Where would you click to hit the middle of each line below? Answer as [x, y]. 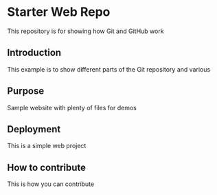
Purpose [26, 91]
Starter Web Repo [59, 12]
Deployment [34, 129]
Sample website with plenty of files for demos [72, 107]
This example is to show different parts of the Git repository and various [109, 69]
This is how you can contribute [51, 184]
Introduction [34, 53]
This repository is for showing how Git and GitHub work [85, 31]
